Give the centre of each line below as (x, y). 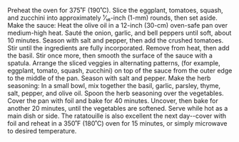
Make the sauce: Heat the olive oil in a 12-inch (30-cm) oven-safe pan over (118, 25)
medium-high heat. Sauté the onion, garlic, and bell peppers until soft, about (119, 33)
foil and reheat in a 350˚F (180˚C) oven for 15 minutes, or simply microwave (117, 123)
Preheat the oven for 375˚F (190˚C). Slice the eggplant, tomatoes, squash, (115, 10)
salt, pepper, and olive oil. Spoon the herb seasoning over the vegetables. (116, 93)
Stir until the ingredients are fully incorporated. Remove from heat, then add (118, 48)
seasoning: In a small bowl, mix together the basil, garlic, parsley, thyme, (114, 86)
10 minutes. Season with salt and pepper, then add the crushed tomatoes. (116, 40)
